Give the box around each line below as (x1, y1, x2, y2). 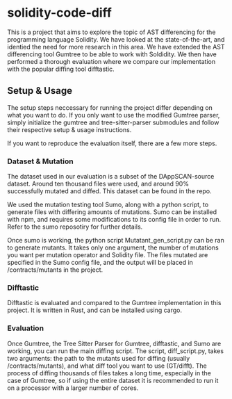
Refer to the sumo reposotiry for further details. (7, 222, 143, 231)
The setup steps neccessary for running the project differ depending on (7, 103, 213, 112)
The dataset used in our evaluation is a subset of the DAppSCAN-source (7, 172, 215, 181)
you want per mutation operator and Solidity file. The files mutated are (7, 251, 208, 259)
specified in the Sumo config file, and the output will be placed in (7, 259, 193, 267)
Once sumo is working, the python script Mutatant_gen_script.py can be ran (7, 236, 224, 245)
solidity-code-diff (7, 5, 113, 21)
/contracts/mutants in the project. (7, 266, 103, 274)
